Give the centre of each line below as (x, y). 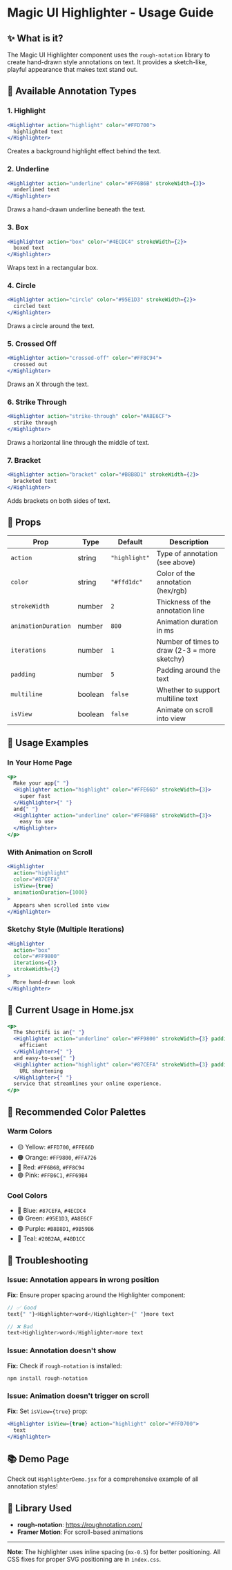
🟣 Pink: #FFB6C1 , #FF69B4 (52, 1175)
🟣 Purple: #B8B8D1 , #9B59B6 (56, 1229)
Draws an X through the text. (48, 384)
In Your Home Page (40, 763)
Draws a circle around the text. (51, 326)
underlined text (37, 190)
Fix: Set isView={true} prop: (48, 1411)
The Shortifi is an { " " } (49, 1033)
